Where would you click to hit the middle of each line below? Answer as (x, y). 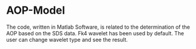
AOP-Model (36, 10)
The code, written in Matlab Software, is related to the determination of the (98, 27)
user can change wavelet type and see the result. (67, 39)
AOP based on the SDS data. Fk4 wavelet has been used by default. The (95, 33)
